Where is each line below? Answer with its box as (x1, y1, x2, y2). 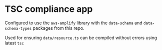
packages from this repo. (32, 25, 84, 31)
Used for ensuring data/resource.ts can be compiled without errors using (4, 35, 157, 41)
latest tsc (4, 40, 24, 46)
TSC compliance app (4, 3, 93, 15)
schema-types (4, 26, 32, 31)
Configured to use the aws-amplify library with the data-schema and (4, 20, 143, 26)
